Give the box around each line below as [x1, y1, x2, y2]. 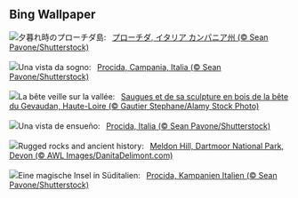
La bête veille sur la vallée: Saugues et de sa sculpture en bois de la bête [18, 91, 289, 101]
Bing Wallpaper [9, 7, 96, 22]
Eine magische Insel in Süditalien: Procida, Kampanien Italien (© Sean [18, 170, 278, 180]
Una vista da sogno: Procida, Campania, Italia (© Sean [18, 61, 221, 72]
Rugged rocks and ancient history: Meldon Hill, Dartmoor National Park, [18, 140, 285, 151]
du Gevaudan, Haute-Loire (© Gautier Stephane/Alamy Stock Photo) [9, 100, 260, 111]
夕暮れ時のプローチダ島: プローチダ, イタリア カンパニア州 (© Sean [18, 31, 269, 43]
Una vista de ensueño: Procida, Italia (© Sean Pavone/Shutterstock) [18, 120, 271, 131]
